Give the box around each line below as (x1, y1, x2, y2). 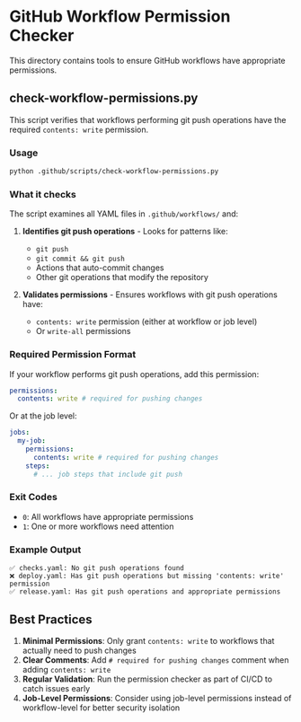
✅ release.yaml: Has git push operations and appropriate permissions (9, 587, 281, 596)
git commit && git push (35, 254, 126, 264)
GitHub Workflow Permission (9, 6, 231, 27)
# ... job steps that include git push (32, 470, 182, 479)
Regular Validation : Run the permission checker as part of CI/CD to (22, 674, 272, 684)
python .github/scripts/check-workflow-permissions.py (9, 167, 219, 176)
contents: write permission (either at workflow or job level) (35, 316, 258, 327)
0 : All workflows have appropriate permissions (22, 511, 194, 522)
